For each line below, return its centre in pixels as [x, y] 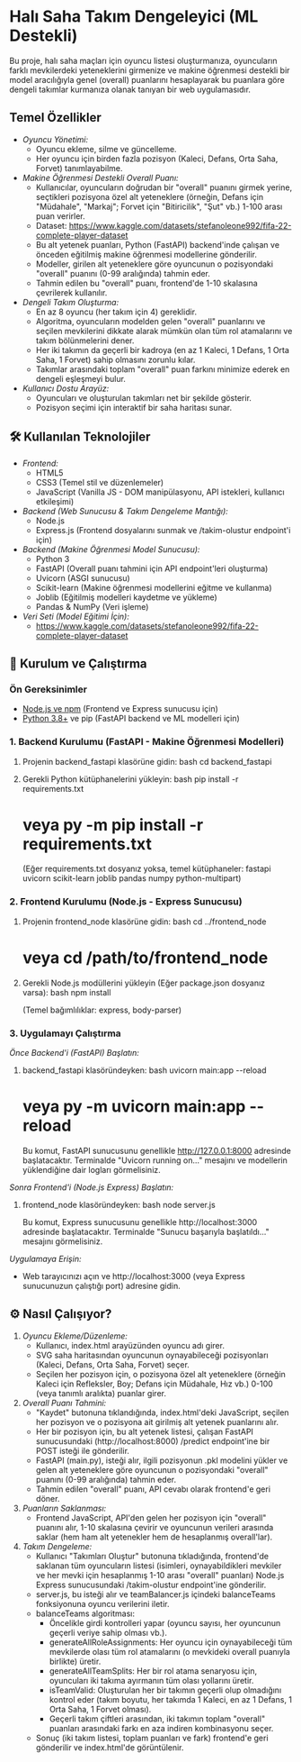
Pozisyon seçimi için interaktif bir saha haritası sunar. [133, 407]
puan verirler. [60, 216]
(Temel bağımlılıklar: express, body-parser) [102, 1010]
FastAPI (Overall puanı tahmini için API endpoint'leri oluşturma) [152, 568]
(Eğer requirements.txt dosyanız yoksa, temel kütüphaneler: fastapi [146, 869]
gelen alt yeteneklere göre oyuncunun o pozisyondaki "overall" [152, 1469]
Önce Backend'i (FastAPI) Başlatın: [74, 1053]
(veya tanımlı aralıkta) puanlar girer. [101, 1393]
